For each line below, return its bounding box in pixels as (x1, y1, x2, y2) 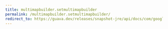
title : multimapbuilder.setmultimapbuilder (5, 7, 97, 12)
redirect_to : (5, 16, 32, 21)
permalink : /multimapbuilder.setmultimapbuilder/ (5, 12, 111, 17)
